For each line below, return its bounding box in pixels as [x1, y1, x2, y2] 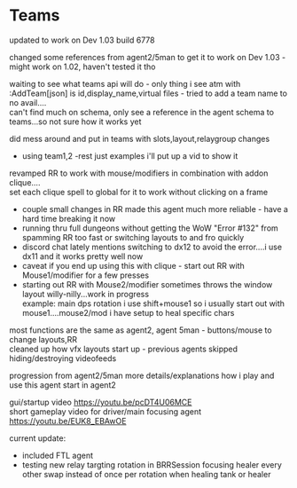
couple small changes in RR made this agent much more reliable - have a [21, 203, 288, 214]
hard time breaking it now [21, 213, 116, 224]
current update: [9, 432, 66, 444]
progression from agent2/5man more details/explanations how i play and [9, 370, 275, 381]
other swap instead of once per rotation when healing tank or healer [21, 468, 271, 479]
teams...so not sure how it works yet [9, 116, 142, 127]
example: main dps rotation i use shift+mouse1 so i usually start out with [21, 298, 285, 309]
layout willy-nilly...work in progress [21, 288, 149, 299]
